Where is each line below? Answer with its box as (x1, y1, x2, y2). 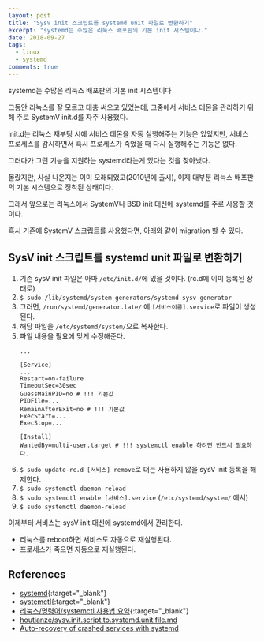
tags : (8, 41, 26, 49)
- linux (15, 48, 41, 56)
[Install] (19, 433, 53, 440)
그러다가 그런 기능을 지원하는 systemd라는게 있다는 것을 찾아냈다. (8, 156, 210, 165)
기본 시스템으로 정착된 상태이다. (16, 182, 113, 192)
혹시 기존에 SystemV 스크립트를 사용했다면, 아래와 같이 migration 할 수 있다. (8, 226, 244, 235)
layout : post (8, 11, 51, 20)
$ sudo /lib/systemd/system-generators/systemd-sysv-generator (19, 294, 232, 302)
